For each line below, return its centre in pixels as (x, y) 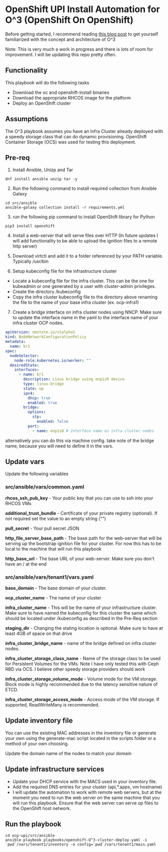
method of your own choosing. (37, 743)
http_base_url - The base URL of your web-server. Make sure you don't (80, 559)
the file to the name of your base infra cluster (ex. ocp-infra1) (76, 303)
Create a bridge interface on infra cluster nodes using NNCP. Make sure (87, 312)
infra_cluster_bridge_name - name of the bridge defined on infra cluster (81, 643)
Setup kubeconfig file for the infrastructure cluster (65, 271)
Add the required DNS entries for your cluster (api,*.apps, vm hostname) (87, 787)
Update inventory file (39, 721)
